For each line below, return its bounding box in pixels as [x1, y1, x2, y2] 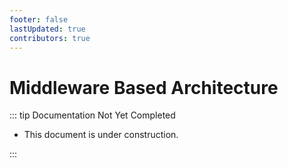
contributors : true [9, 33, 91, 43]
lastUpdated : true [9, 24, 86, 34]
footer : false [9, 14, 69, 25]
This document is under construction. [23, 129, 179, 141]
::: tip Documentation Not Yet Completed [9, 109, 176, 121]
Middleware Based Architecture [9, 76, 279, 99]
